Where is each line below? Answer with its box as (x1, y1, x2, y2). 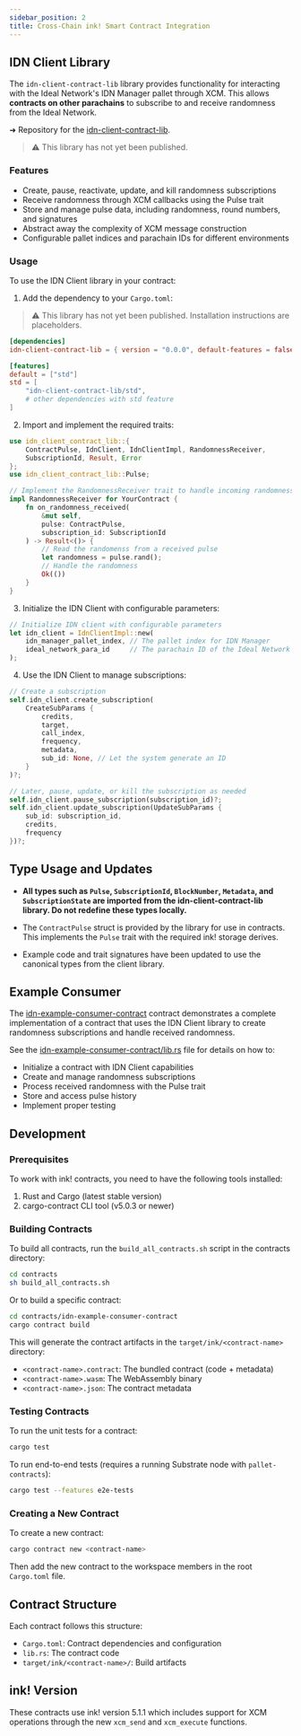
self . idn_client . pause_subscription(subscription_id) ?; (9, 795, 222, 804)
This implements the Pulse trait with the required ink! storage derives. (21, 931, 279, 943)
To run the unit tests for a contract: (9, 1425, 138, 1436)
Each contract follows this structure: (9, 1620, 143, 1631)
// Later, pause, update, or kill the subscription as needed (9, 786, 246, 795)
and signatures (21, 213, 78, 224)
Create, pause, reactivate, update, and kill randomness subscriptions (21, 185, 277, 196)
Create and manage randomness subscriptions (21, 1072, 196, 1083)
